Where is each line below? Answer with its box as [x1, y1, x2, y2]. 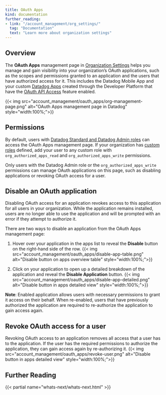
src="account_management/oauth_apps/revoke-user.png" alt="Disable [5, 351, 151, 357]
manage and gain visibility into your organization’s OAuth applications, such [5, 67, 160, 73]
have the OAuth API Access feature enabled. [5, 88, 96, 95]
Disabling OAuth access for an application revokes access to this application [5, 200, 161, 206]
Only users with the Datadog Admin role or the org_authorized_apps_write [5, 162, 157, 168]
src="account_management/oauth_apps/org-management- [21, 98, 143, 104]
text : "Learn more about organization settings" [9, 30, 112, 35]
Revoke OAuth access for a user [5, 322, 107, 330]
